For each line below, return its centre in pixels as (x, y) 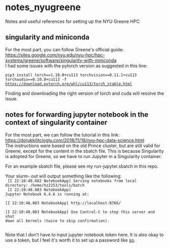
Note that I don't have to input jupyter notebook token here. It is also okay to (85, 234)
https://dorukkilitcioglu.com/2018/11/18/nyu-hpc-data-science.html (75, 140)
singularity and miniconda (47, 37)
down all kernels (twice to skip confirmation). (57, 221)
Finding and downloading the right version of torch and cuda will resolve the (85, 93)
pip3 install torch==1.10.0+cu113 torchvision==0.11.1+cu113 (71, 75)
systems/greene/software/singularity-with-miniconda (61, 60)
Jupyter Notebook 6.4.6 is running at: (47, 194)
